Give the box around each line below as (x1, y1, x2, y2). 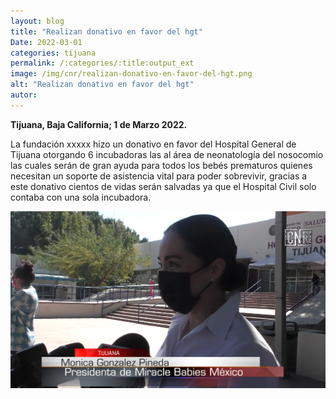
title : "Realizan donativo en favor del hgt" (10, 26, 203, 37)
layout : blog (10, 16, 65, 26)
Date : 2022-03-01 (10, 37, 83, 47)
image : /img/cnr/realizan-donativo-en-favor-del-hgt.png (10, 69, 253, 79)
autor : (10, 90, 38, 100)
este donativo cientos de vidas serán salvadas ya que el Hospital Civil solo (10, 180, 317, 192)
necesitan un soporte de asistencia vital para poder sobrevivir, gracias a (10, 170, 308, 182)
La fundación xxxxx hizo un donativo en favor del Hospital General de (10, 138, 297, 150)
